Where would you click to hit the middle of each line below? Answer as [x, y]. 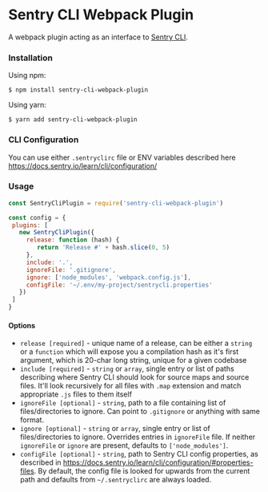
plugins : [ [30, 225]
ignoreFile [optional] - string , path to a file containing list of [123, 403]
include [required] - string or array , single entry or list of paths [127, 369]
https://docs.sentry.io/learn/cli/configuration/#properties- [158, 462]
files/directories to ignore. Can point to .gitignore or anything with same [140, 412]
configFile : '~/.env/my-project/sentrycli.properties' [120, 285]
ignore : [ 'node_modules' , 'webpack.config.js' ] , [109, 277]
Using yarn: [27, 105]
